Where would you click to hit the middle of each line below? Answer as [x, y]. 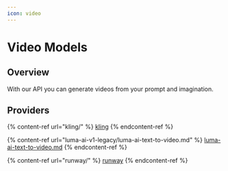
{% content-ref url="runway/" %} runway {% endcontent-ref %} [98, 161]
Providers [28, 110]
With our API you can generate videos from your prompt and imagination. [110, 89]
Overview [28, 73]
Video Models [47, 47]
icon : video [24, 13]
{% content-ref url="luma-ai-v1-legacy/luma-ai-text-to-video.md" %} [105, 140]
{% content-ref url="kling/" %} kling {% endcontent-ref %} [90, 127]
